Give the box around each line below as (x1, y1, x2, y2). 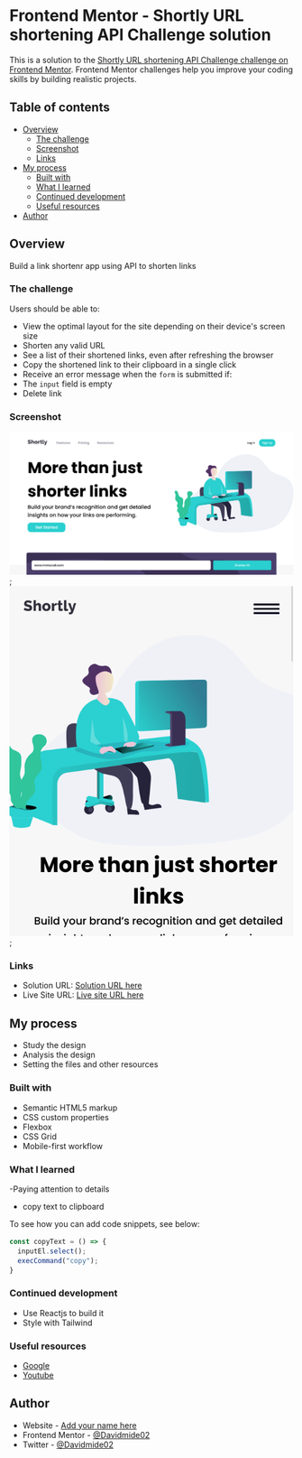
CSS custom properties (22, 1111, 110, 1122)
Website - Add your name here (22, 1419, 137, 1431)
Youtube (22, 1370, 54, 1380)
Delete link (22, 387, 62, 398)
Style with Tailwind (22, 1317, 93, 1328)
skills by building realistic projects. (9, 73, 137, 84)
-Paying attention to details (9, 1184, 110, 1194)
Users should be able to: (9, 303, 101, 314)
